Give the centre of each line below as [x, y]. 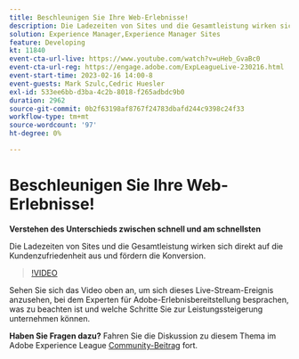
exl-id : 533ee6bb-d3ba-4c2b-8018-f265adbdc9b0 [97, 92]
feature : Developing [48, 42]
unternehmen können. [50, 318]
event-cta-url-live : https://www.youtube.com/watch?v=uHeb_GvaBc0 [135, 59]
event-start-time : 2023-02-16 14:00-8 [81, 76]
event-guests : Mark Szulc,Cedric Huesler [87, 84]
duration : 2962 [37, 100]
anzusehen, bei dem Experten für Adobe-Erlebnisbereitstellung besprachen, [149, 299]
